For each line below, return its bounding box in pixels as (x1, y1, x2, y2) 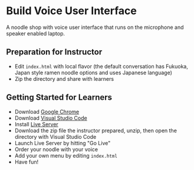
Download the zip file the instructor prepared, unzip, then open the (14, 127, 177, 134)
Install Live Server (14, 120, 59, 127)
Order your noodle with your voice (14, 146, 98, 153)
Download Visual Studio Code (14, 114, 87, 122)
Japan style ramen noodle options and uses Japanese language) (14, 69, 173, 76)
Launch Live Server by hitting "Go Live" (14, 139, 111, 146)
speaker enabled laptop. (6, 30, 65, 37)
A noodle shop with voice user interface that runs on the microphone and (6, 24, 184, 31)
